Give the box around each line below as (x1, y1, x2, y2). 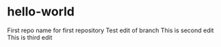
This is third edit (7, 33, 53, 41)
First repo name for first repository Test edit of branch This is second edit (7, 26, 214, 34)
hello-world (7, 4, 75, 19)
